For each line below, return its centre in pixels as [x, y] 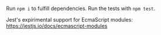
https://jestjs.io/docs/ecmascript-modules [57, 26]
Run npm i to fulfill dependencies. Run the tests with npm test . [81, 8]
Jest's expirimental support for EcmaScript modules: [69, 20]
